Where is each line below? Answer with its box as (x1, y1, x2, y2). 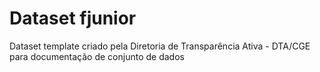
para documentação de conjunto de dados (9, 50, 185, 62)
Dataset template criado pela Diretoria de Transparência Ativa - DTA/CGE (9, 40, 311, 52)
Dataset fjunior (9, 7, 137, 30)
